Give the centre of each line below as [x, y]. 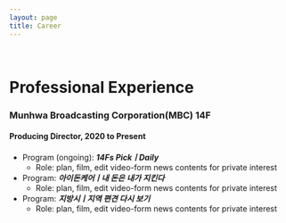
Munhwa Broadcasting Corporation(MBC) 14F [110, 115]
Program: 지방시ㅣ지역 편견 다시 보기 [86, 198]
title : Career [36, 26]
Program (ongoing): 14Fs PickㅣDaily [90, 157]
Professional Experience [102, 87]
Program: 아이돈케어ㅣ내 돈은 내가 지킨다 [93, 178]
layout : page [33, 17]
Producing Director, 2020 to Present [78, 136]
